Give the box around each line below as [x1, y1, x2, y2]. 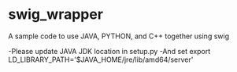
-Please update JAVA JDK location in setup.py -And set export [8, 46, 211, 56]
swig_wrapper [8, 5, 104, 23]
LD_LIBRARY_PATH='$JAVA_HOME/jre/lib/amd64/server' [8, 55, 194, 64]
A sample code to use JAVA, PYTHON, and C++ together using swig [8, 31, 230, 41]
